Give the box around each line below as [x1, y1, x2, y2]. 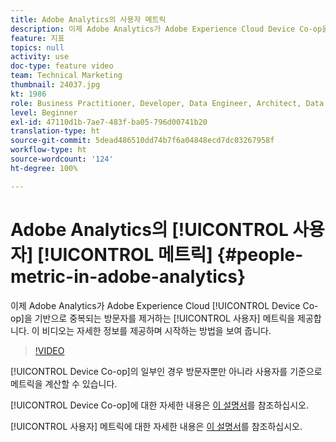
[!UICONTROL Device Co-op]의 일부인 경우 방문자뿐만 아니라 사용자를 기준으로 [10, 365, 323, 377]
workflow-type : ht [10, 145, 87, 155]
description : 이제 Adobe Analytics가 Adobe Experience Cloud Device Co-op [10, 24, 323, 34]
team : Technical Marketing [10, 71, 123, 81]
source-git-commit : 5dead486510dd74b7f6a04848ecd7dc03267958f [10, 136, 275, 146]
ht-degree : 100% [10, 163, 78, 173]
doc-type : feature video [10, 61, 114, 71]
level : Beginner [10, 107, 78, 118]
